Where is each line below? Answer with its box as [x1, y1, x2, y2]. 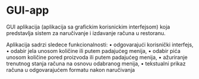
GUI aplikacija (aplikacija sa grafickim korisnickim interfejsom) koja [6, 23, 170, 30]
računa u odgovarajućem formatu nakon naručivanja [6, 66, 136, 73]
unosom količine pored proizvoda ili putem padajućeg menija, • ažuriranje [6, 53, 188, 61]
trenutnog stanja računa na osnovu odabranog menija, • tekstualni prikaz [6, 60, 186, 67]
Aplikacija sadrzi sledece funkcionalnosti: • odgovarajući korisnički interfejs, [6, 41, 194, 48]
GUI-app [6, 4, 50, 17]
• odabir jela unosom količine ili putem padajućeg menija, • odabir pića [6, 47, 180, 54]
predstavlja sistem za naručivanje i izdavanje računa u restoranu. [6, 29, 166, 36]
